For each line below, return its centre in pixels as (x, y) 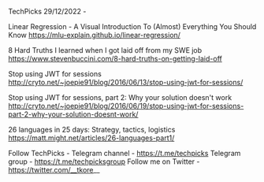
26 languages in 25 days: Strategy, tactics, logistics (92, 130)
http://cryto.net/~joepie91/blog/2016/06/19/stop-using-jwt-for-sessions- (126, 106)
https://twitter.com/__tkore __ (54, 170)
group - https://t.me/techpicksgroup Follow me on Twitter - (104, 162)
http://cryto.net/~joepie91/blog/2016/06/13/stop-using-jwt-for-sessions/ (126, 82)
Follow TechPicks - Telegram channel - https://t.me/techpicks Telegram (125, 153)
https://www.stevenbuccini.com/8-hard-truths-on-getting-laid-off (115, 59)
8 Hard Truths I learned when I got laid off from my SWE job (105, 50)
